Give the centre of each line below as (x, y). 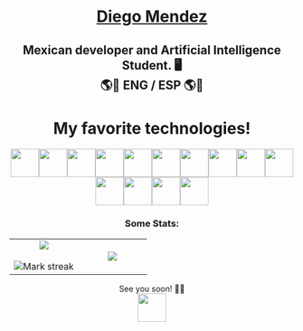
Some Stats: (152, 223)
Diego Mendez (152, 17)
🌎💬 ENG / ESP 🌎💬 (152, 85)
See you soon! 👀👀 (152, 288)
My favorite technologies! (152, 128)
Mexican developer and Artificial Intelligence (152, 50)
